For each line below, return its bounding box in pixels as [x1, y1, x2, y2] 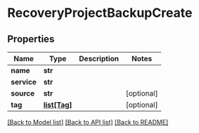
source [11, 89, 35, 98]
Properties [7, 33, 55, 45]
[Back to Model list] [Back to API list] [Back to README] [7, 118, 169, 126]
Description [79, 54, 120, 63]
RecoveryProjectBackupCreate [7, 5, 193, 21]
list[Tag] [43, 100, 72, 110]
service [11, 77, 37, 87]
